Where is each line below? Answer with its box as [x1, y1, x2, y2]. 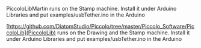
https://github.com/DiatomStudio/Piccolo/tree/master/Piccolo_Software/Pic [8, 23, 194, 30]
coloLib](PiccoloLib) [6, 29, 56, 36]
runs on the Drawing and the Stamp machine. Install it [57, 29, 190, 36]
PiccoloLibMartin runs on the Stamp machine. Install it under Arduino [6, 5, 177, 12]
